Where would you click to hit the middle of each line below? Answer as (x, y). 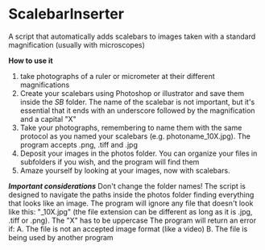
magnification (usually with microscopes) (77, 44)
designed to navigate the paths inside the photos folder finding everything (131, 194)
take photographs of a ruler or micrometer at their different (117, 76)
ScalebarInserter (66, 14)
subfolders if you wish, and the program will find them (110, 161)
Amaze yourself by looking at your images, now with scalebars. (125, 170)
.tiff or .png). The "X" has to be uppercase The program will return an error (132, 220)
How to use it (31, 60)
